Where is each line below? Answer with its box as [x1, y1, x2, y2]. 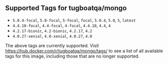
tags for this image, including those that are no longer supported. [5, 53, 140, 59]
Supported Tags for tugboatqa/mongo [5, 4, 127, 12]
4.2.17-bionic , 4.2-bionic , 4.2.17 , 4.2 [12, 27, 92, 34]
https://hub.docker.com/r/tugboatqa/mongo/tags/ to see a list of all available [5, 48, 163, 54]
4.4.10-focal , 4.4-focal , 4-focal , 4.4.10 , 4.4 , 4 [12, 22, 111, 28]
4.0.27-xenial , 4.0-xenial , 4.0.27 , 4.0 [12, 33, 92, 39]
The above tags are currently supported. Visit [5, 42, 99, 49]
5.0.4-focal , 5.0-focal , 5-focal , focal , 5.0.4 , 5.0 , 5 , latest [12, 17, 136, 23]
